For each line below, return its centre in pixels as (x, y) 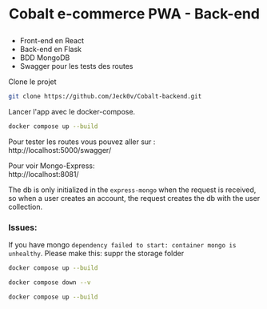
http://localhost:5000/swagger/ (60, 150)
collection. (26, 207)
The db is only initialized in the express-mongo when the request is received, (132, 190)
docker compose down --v (50, 283)
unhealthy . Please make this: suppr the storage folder (96, 254)
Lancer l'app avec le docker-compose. (72, 112)
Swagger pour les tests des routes (76, 66)
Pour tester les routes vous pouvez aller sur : (82, 142)
